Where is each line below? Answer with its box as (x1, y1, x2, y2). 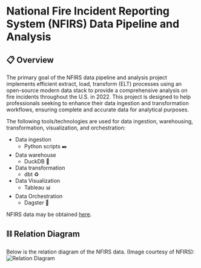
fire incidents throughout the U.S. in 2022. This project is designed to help (6, 93, 191, 100)
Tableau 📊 (24, 184, 51, 191)
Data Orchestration (15, 192, 63, 200)
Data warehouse (15, 151, 56, 159)
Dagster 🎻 (24, 199, 50, 206)
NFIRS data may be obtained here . (6, 211, 92, 218)
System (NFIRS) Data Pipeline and (6, 17, 180, 31)
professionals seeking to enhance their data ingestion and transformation (6, 100, 189, 106)
